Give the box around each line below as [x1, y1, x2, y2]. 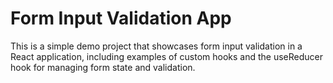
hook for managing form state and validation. [10, 61, 196, 73]
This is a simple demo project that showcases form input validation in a [10, 40, 303, 52]
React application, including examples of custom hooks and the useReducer [10, 50, 324, 62]
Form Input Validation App [10, 7, 232, 30]
